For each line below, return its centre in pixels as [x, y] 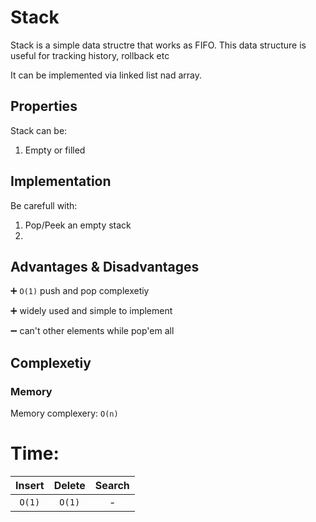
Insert [30, 485]
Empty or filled [55, 150]
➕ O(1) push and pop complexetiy [80, 291]
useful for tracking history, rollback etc [90, 55]
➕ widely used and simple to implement [91, 311]
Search [112, 485]
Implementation [61, 181]
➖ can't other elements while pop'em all [92, 331]
